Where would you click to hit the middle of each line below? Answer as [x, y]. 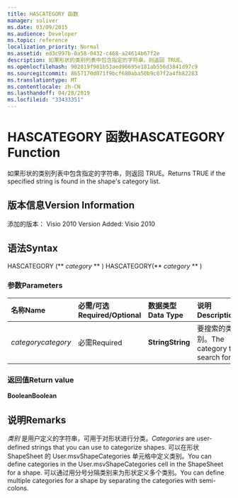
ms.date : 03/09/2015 [38, 27]
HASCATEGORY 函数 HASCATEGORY [116, 137]
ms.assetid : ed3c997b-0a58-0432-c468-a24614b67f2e [84, 54]
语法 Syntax [33, 248]
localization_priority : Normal [53, 47]
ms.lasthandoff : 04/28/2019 [49, 93]
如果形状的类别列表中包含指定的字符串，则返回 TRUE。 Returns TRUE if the [117, 173]
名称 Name [28, 310]
